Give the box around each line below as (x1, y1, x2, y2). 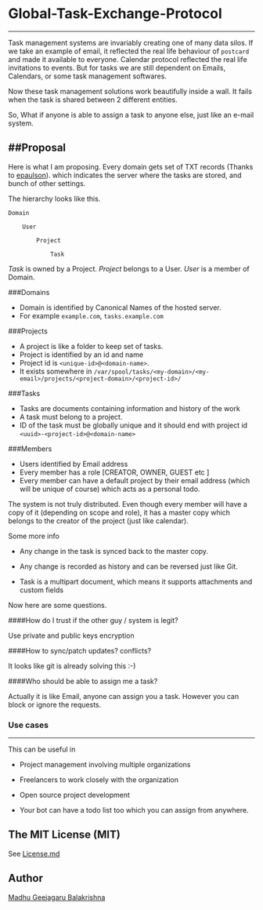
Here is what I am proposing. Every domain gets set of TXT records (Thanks (8, 162, 254, 171)
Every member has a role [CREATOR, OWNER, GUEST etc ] (19, 468, 210, 477)
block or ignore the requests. (8, 700, 102, 709)
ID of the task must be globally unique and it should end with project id (19, 420, 248, 430)
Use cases (8, 719, 49, 730)
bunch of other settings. (8, 178, 86, 188)
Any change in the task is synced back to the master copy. (19, 546, 209, 555)
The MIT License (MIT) (8, 828, 121, 842)
